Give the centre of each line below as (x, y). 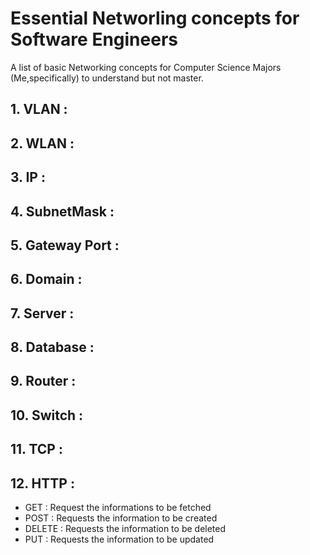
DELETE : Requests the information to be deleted (125, 529)
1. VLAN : (39, 109)
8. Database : (52, 347)
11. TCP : (36, 449)
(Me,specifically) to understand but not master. (107, 78)
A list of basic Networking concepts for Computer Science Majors (146, 67)
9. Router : (43, 381)
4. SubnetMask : (62, 211)
